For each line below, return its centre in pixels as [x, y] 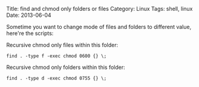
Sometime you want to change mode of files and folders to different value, [99, 27]
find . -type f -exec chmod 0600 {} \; [57, 56]
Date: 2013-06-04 [29, 15]
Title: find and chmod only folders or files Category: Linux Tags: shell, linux [99, 9]
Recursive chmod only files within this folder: [62, 45]
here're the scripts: [30, 33]
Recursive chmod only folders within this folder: [66, 67]
